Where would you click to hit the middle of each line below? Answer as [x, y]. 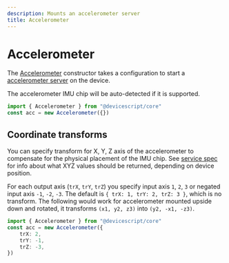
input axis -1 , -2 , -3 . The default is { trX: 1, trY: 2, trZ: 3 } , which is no [114, 194]
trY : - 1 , [32, 240]
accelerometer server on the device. [59, 81]
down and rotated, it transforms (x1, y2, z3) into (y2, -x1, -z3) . [101, 208]
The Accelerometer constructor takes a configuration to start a [96, 73]
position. [20, 173]
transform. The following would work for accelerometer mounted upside [110, 201]
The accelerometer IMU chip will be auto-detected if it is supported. [103, 94]
